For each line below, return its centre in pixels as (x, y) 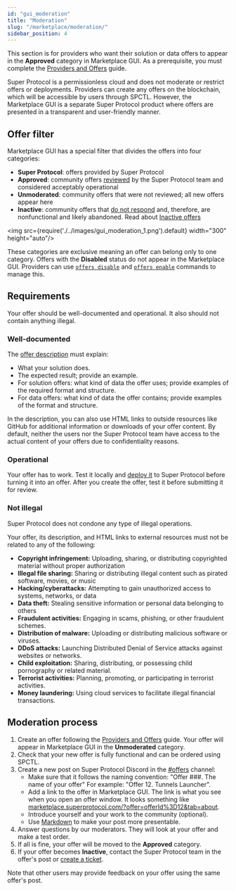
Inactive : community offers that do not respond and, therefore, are (114, 210)
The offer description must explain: (58, 354)
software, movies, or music (57, 581)
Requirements (39, 296)
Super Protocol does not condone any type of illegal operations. (100, 523)
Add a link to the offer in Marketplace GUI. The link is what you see (124, 792)
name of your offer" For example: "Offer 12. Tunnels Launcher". (119, 784)
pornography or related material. (65, 670)
